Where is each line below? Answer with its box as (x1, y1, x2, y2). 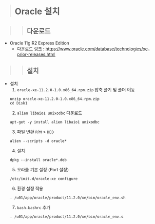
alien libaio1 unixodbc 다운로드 (17, 110, 82, 116)
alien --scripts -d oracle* (9, 139, 67, 143)
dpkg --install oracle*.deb (9, 157, 67, 163)
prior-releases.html (17, 51, 56, 57)
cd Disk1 (9, 101, 28, 105)
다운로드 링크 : (17, 46, 45, 52)
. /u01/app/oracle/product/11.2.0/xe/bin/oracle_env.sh (9, 195, 126, 200)
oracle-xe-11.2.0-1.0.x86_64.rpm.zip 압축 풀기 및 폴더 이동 (17, 86, 135, 92)
